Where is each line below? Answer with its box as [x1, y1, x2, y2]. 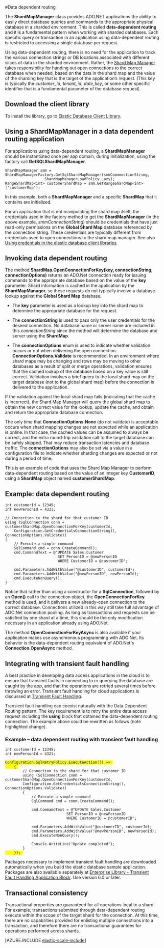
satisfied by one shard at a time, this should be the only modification [5, 615, 143, 621]
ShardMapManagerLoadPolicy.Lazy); [44, 176, 115, 181]
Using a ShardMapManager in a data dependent [5, 127, 154, 136]
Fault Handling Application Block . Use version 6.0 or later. [5, 874, 121, 881]
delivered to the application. [12, 384, 69, 390]
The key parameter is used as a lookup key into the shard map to [12, 303, 143, 308]
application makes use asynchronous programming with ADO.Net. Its [5, 635, 144, 641]
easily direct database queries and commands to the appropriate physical [5, 19, 154, 25]
